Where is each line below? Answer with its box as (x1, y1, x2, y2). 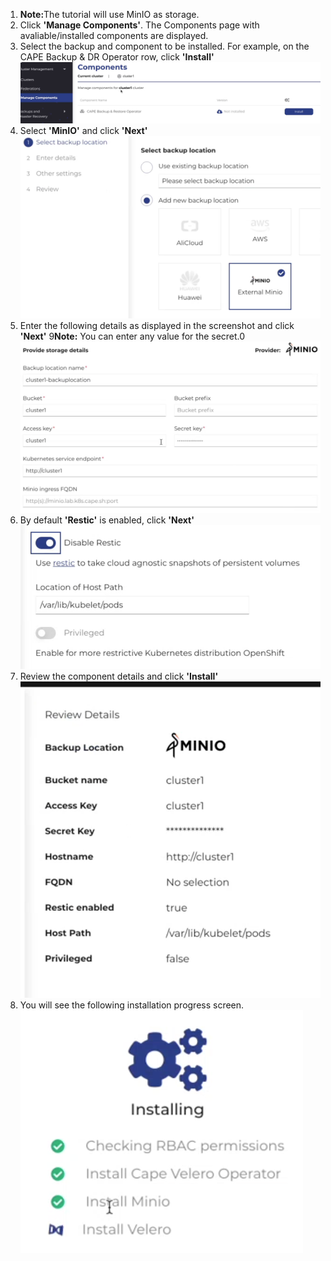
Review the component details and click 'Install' (19, 670, 219, 682)
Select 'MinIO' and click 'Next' (19, 125, 148, 136)
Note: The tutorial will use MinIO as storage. (19, 9, 200, 20)
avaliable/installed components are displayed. (19, 30, 209, 41)
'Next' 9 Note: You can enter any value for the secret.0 (19, 330, 246, 343)
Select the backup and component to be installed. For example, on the (19, 40, 310, 52)
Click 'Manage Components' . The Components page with (19, 19, 260, 31)
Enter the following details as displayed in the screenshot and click (19, 320, 295, 332)
